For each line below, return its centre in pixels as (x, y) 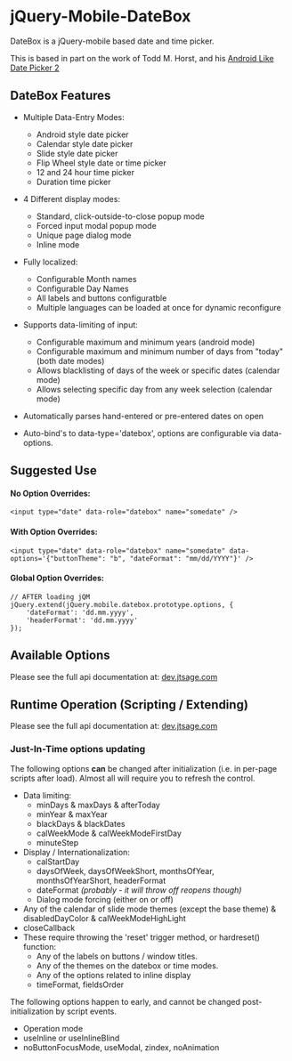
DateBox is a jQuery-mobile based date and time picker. (112, 41)
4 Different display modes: (72, 198)
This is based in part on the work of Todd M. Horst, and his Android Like (142, 58)
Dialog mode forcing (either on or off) (105, 899)
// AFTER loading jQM (50, 597)
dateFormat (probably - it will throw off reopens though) (139, 890)
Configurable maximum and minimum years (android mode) (146, 342)
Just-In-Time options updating (78, 749)
